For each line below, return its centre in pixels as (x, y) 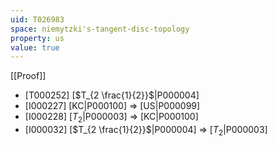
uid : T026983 (37, 19)
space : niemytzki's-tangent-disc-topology (100, 29)
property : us (37, 38)
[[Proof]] (28, 76)
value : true (35, 47)
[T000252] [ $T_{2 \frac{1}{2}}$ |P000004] (112, 95)
